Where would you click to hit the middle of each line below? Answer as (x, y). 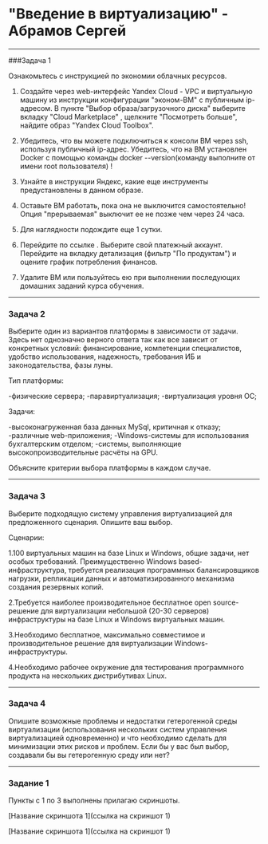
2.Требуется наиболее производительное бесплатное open (110, 602)
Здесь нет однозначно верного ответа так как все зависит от (113, 340)
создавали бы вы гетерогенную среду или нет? (89, 755)
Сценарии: (26, 537)
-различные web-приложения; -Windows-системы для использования (129, 436)
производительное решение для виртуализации (91, 643)
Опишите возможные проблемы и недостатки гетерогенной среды (123, 721)
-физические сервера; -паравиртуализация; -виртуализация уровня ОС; (133, 396)
